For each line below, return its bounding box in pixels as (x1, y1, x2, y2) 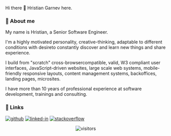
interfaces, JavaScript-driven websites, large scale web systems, (5, 65, 143, 71)
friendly (5, 70, 22, 76)
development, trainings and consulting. (5, 91, 88, 97)
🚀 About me (5, 17, 35, 24)
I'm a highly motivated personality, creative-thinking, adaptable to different (5, 39, 162, 45)
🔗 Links (5, 104, 24, 111)
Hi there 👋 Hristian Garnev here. (5, 5, 72, 11)
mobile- (143, 65, 160, 71)
